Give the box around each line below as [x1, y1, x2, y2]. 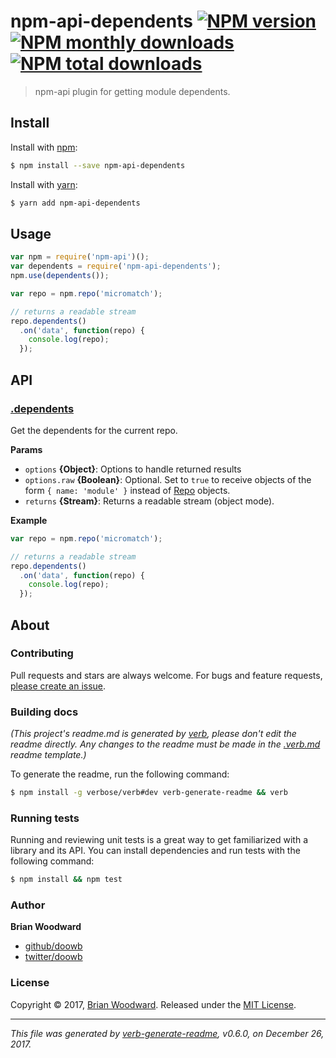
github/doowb [24, 940, 83, 952]
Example [10, 514, 48, 526]
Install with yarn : [10, 178, 78, 190]
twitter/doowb [24, 951, 83, 963]
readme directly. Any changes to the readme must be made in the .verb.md [10, 738, 321, 750]
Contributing [10, 646, 74, 660]
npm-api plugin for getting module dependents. [34, 85, 231, 97]
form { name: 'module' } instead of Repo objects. [24, 484, 231, 496]
